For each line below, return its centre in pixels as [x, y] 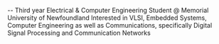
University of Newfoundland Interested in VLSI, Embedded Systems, [107, 18]
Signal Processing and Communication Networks [79, 33]
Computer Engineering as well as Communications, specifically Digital [110, 25]
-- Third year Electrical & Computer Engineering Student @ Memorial [108, 10]
